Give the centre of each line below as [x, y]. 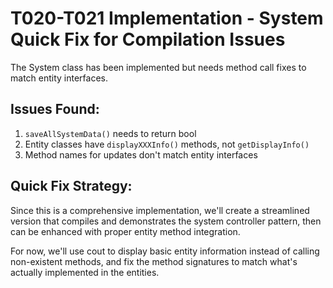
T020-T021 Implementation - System [167, 18]
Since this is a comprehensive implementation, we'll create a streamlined [160, 210]
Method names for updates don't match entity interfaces [141, 154]
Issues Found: [55, 109]
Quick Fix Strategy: [71, 186]
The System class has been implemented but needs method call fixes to [158, 67]
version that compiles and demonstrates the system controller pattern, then [166, 221]
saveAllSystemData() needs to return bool [110, 133]
